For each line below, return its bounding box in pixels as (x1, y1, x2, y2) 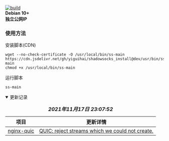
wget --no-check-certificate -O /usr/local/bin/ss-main (5, 52, 125, 57)
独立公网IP (5, 16, 28, 22)
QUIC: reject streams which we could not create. (39, 127, 153, 134)
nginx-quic (8, 127, 34, 134)
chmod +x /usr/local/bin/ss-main (5, 65, 75, 70)
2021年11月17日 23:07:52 (48, 106, 113, 113)
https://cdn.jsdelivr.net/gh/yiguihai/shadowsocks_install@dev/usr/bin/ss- (5, 57, 167, 62)
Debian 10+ (5, 10, 30, 16)
